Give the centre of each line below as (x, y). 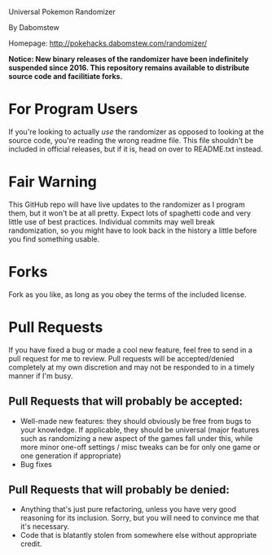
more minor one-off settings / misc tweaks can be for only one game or (140, 447)
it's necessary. (45, 527)
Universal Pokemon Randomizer (62, 12)
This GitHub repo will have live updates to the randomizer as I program (127, 204)
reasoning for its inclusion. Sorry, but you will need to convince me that (139, 518)
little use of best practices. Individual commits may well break (112, 221)
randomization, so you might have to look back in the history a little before (133, 230)
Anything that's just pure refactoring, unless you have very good (128, 509)
